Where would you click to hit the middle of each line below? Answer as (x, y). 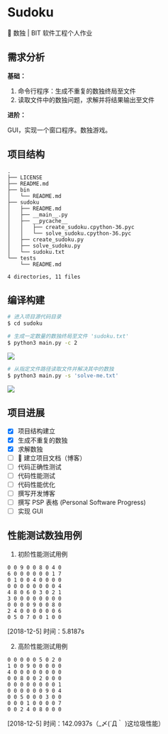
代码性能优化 (36, 484)
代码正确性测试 (39, 467)
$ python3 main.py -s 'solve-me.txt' (63, 376)
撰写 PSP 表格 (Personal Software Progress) (82, 502)
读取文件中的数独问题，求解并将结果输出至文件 (86, 99)
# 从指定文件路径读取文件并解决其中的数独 (61, 369)
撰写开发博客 (36, 493)
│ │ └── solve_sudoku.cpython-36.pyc (69, 233)
